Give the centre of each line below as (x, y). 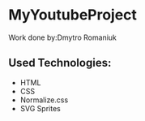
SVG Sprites (40, 108)
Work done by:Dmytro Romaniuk (63, 37)
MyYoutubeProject (73, 15)
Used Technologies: (60, 63)
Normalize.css (44, 100)
